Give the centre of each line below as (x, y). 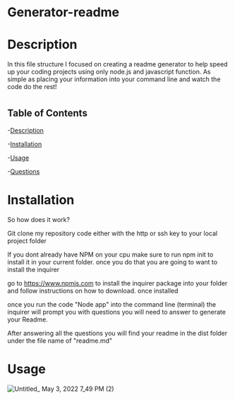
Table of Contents (48, 113)
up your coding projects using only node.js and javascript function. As (109, 72)
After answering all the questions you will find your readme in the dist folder (117, 333)
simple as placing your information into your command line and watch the (114, 79)
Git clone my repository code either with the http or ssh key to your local (112, 233)
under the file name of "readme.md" (60, 341)
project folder (27, 240)
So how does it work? (39, 219)
